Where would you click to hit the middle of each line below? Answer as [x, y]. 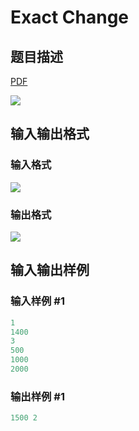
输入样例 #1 [37, 301]
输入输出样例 [50, 270]
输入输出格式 [50, 134]
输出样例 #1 [37, 396]
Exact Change [70, 17]
